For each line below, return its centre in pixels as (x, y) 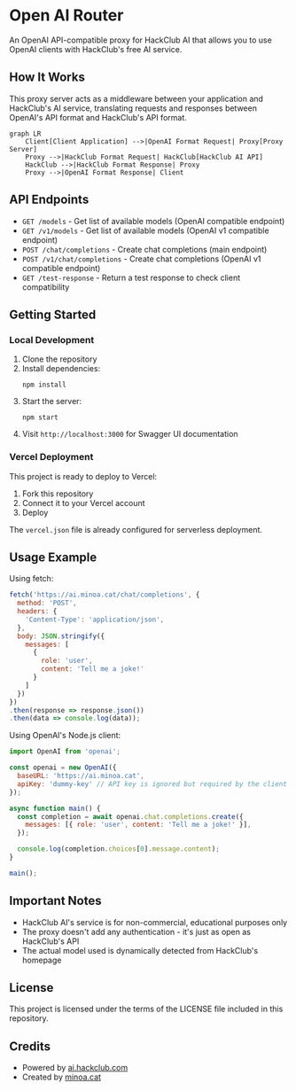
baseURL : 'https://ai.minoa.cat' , (81, 776)
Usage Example (53, 557)
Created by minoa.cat (62, 1077)
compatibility (46, 287)
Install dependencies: (61, 369)
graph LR (25, 134)
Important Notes (55, 901)
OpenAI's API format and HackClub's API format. (98, 117)
